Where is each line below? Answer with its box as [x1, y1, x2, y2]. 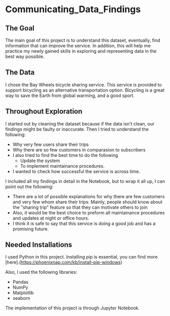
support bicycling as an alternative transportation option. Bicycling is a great [5, 87, 165, 93]
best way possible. [5, 53, 45, 59]
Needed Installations [5, 240, 73, 249]
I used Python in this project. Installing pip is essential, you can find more [5, 254, 158, 260]
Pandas [12, 279, 29, 285]
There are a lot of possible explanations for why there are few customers [12, 193, 165, 199]
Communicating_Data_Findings [5, 4, 141, 15]
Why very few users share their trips [12, 141, 89, 147]
